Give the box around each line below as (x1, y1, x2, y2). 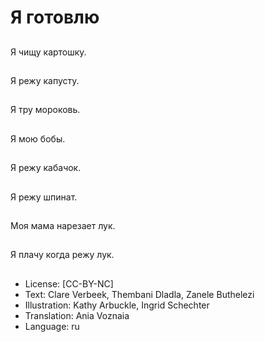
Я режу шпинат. (10, 191, 78, 203)
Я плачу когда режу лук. (10, 249, 115, 261)
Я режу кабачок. (10, 162, 82, 174)
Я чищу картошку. (10, 46, 87, 58)
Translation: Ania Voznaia (24, 309, 130, 321)
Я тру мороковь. (10, 104, 81, 116)
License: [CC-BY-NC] (24, 277, 114, 290)
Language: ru (24, 320, 80, 332)
